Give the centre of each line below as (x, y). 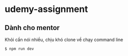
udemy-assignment (46, 9)
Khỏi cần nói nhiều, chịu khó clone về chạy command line (64, 39)
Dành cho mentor (32, 28)
